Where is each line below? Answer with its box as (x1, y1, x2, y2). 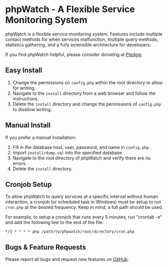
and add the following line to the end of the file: (5, 220, 104, 226)
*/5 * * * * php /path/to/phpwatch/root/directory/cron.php (5, 229, 135, 234)
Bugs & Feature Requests (5, 243, 86, 251)
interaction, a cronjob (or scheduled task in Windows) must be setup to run (5, 199, 161, 205)
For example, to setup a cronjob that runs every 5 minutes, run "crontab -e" (5, 214, 162, 220)
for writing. (12, 85, 36, 91)
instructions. (12, 95, 39, 101)
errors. (12, 160, 27, 166)
